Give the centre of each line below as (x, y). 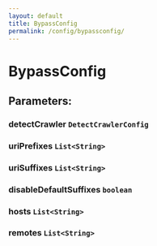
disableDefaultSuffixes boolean (70, 189)
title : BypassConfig (43, 24)
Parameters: (40, 101)
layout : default (36, 16)
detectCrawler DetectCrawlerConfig (78, 124)
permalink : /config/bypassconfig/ (67, 31)
